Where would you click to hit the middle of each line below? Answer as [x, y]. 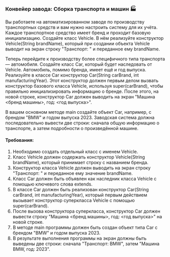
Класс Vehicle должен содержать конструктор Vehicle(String [79, 157]
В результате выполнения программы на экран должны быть [79, 238]
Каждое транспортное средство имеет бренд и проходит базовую [78, 33]
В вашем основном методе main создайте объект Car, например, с [78, 112]
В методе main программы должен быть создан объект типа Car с [85, 227]
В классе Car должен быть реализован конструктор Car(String [81, 189]
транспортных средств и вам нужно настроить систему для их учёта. [81, 28]
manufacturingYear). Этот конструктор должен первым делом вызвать [82, 81]
